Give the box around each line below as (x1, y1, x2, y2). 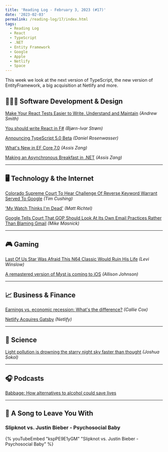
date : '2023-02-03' (5, 12, 46, 17)
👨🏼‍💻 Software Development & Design (5, 97, 123, 105)
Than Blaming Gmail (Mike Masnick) (5, 220, 80, 226)
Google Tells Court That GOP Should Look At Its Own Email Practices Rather (5, 215, 162, 221)
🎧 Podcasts (5, 374, 44, 383)
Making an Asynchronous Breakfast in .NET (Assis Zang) (5, 154, 122, 161)
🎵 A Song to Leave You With (5, 409, 93, 418)
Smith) (5, 115, 19, 121)
